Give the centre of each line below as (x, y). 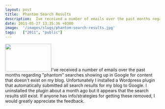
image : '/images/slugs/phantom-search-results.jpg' (60, 28)
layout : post (18, 10)
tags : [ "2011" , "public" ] (34, 32)
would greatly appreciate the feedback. (45, 101)
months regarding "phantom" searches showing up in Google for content (79, 75)
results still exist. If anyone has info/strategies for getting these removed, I (80, 96)
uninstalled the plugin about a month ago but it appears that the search (77, 91)
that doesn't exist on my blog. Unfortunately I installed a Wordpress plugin (80, 80)
